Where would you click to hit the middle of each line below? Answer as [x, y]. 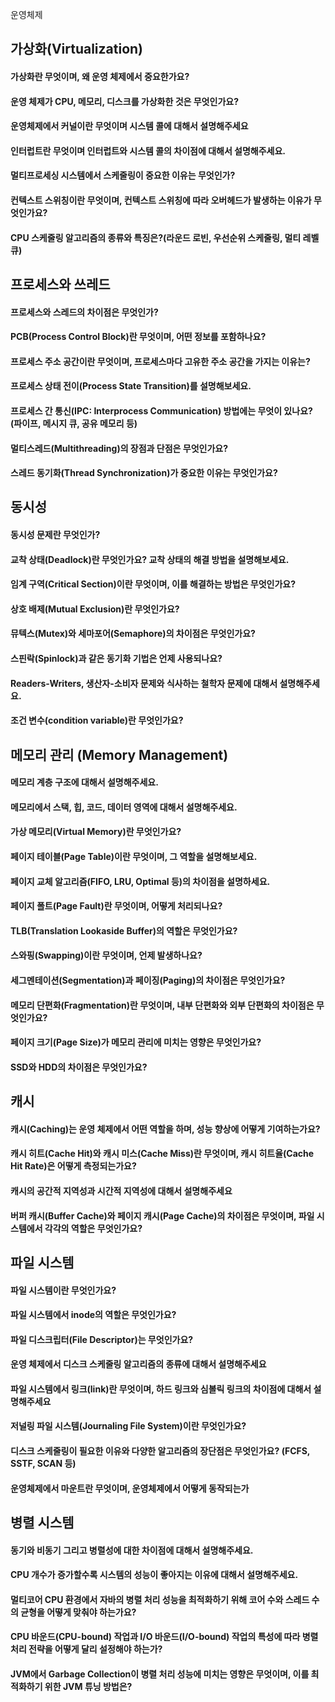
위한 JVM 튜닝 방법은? [88, 1687]
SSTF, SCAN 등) [43, 1464]
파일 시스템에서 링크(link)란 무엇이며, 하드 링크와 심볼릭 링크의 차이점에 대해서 [161, 1389]
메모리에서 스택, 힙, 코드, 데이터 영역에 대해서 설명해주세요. [124, 807]
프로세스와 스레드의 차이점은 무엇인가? [84, 312]
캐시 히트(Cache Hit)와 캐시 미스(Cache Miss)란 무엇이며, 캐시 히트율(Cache [162, 1154]
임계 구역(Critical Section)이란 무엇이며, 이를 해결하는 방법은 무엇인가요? [153, 584]
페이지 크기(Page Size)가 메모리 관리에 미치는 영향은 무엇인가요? [136, 1042]
